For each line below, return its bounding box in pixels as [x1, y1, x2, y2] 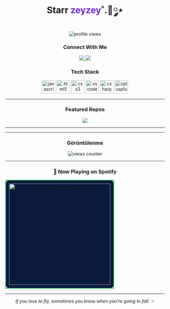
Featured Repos [65, 106, 105, 113]
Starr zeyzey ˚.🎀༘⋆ [47, 5, 123, 16]
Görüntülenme [66, 139, 104, 146]
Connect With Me [63, 43, 107, 51]
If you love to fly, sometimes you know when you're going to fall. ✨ [15, 298, 155, 304]
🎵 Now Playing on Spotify [53, 168, 117, 175]
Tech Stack [70, 68, 100, 75]
